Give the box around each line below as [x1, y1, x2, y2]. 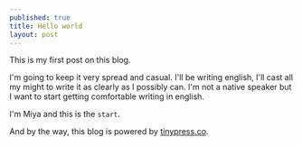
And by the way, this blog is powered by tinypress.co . [9, 126, 209, 137]
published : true [9, 13, 71, 23]
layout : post [9, 30, 59, 39]
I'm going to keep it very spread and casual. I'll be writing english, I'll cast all [9, 72, 294, 83]
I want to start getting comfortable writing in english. [9, 91, 205, 102]
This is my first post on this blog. [9, 55, 131, 66]
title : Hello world [9, 22, 83, 31]
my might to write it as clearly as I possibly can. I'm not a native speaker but [9, 82, 292, 93]
